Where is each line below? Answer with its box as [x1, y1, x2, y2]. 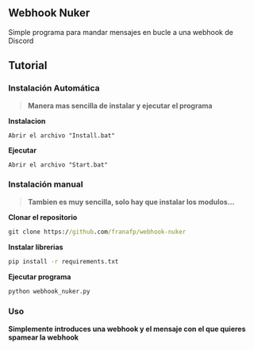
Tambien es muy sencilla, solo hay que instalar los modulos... [27, 197, 235, 206]
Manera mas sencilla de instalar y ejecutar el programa [27, 101, 213, 110]
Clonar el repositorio [8, 212, 78, 221]
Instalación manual [8, 179, 83, 190]
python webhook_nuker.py [8, 287, 90, 295]
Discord [8, 36, 34, 45]
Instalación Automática [8, 83, 100, 94]
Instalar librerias [8, 242, 63, 252]
